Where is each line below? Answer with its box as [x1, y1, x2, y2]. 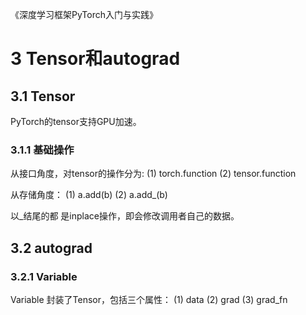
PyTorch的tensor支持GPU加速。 [10, 116, 142, 127]
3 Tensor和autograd [10, 48, 181, 70]
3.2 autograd [10, 239, 93, 257]
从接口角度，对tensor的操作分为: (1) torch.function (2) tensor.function [10, 168, 297, 180]
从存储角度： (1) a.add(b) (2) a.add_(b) [10, 189, 168, 201]
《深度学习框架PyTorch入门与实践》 [10, 9, 158, 20]
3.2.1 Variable [10, 269, 78, 283]
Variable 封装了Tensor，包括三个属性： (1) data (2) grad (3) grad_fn [10, 293, 288, 305]
